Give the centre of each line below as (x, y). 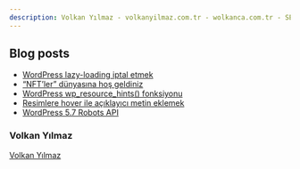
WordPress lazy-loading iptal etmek (87, 75)
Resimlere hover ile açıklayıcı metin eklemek (103, 103)
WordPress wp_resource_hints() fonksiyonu (102, 93)
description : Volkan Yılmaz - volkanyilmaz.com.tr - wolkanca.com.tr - (145, 17)
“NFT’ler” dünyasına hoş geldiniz (83, 84)
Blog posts (39, 54)
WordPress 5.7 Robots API (70, 113)
